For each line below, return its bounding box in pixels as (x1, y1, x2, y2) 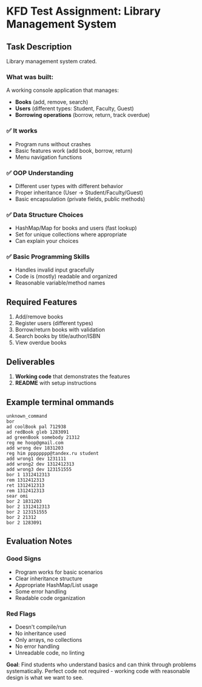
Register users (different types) (15, 320, 93, 327)
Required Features (6, 297, 78, 307)
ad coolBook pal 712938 (6, 423, 67, 430)
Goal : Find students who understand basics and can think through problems (6, 661, 197, 668)
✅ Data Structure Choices (6, 210, 84, 219)
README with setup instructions (15, 379, 97, 387)
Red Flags (6, 609, 36, 618)
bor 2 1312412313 (6, 504, 50, 510)
